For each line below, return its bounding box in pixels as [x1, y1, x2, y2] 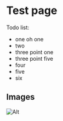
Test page [6, 4, 58, 18]
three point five [15, 55, 53, 62]
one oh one [15, 35, 44, 43]
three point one [15, 48, 53, 55]
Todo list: [6, 24, 30, 31]
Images [6, 92, 35, 102]
